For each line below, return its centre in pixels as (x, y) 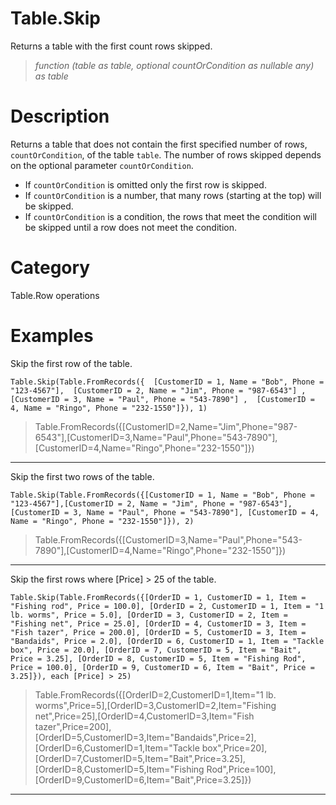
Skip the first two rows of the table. (82, 476)
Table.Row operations (55, 295)
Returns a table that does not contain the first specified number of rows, (159, 144)
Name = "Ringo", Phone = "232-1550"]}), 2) (102, 521)
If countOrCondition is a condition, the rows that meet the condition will (170, 216)
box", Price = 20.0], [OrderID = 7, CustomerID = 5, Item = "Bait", (156, 650)
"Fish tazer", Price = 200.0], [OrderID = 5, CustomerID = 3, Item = (158, 632)
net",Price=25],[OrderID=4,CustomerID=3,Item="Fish (144, 716)
